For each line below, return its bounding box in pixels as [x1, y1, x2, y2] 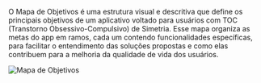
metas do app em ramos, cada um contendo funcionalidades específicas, [8, 32, 253, 42]
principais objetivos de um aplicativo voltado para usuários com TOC [8, 15, 238, 25]
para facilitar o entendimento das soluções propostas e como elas [8, 41, 229, 51]
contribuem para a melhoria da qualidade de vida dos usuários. [8, 50, 219, 59]
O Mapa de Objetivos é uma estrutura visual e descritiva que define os [8, 7, 243, 16]
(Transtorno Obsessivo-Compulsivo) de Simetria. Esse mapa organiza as [8, 24, 250, 33]
